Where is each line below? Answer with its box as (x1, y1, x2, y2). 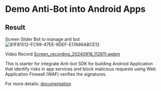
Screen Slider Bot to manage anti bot (5, 36, 80, 42)
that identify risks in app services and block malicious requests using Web (5, 66, 157, 72)
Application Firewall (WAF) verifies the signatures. (5, 71, 107, 77)
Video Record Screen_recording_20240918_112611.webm (5, 51, 121, 57)
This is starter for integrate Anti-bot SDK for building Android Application (5, 61, 153, 66)
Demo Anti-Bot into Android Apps (5, 3, 146, 15)
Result (5, 23, 26, 32)
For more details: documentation (5, 81, 72, 87)
